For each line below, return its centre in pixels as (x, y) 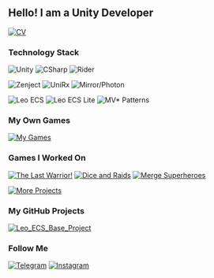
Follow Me (28, 248)
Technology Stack (44, 52)
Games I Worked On (47, 158)
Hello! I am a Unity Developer (81, 13)
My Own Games (39, 120)
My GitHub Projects (47, 210)
